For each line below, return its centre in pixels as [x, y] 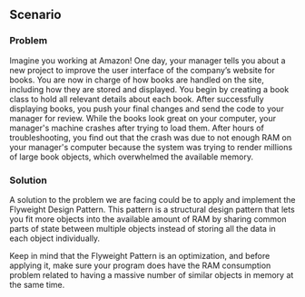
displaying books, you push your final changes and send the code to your [147, 109]
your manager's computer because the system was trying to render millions [151, 147]
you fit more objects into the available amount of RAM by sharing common [148, 219]
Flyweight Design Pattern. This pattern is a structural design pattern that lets [152, 209]
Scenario [35, 15]
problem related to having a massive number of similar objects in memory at [152, 274]
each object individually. [55, 238]
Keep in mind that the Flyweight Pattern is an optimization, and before [140, 255]
